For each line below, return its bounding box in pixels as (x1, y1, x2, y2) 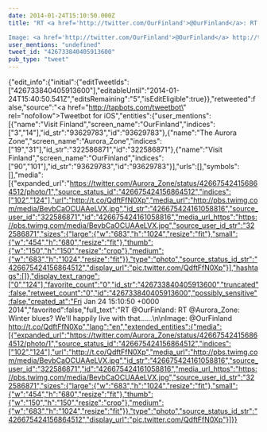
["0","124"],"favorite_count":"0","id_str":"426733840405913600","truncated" (8, 280, 259, 289)
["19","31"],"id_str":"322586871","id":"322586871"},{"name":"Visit (8, 145, 222, 154)
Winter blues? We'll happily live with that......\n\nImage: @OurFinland (8, 314, 233, 322)
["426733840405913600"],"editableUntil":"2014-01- (8, 86, 180, 95)
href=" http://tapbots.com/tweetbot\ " (67, 102, 187, 112)
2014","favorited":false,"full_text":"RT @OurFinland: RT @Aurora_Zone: (8, 305, 240, 314)
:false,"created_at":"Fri (8, 297, 82, 306)
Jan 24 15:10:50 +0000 (83, 297, 160, 306)
